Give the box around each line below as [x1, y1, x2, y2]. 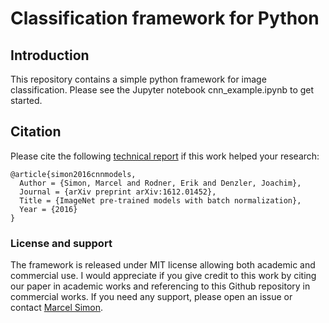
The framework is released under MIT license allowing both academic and [10, 259, 316, 271]
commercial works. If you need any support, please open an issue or [10, 291, 293, 303]
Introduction [10, 47, 90, 64]
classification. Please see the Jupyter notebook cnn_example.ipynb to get [10, 84, 315, 96]
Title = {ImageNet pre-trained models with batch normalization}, [19, 195, 302, 206]
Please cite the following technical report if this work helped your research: [10, 150, 320, 162]
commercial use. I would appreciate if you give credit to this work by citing [10, 270, 317, 282]
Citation [10, 123, 62, 141]
